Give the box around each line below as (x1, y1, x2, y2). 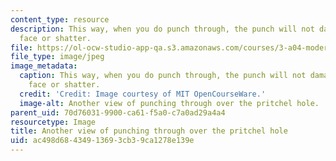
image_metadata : (10, 61, 78, 71)
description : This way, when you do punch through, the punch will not (10, 24, 315, 34)
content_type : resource (10, 14, 110, 25)
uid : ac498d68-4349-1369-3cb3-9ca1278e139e (10, 136, 195, 146)
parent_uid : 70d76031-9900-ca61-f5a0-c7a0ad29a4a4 (10, 107, 226, 118)
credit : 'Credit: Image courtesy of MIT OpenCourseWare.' (19, 89, 267, 99)
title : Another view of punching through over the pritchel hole (10, 126, 288, 136)
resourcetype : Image (10, 117, 97, 127)
